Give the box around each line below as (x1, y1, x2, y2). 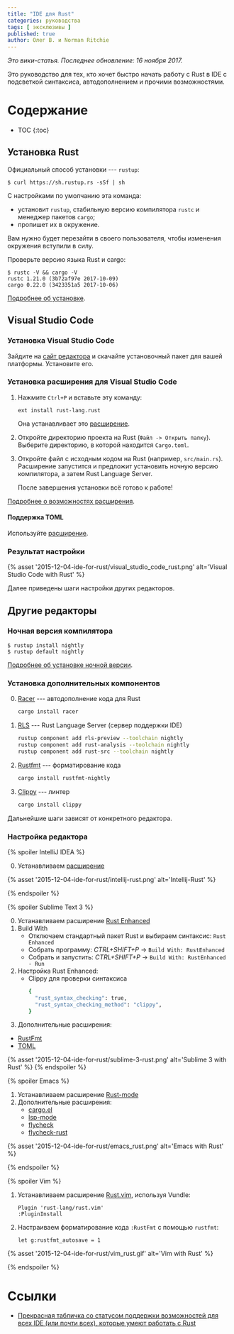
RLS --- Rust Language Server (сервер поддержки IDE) (17, 721, 183, 729)
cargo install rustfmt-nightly (17, 774, 111, 781)
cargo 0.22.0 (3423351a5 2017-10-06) (7, 281, 119, 288)
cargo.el (28, 1106, 53, 1114)
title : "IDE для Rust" (7, 10, 74, 18)
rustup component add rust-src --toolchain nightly (17, 748, 174, 755)
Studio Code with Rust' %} (7, 570, 85, 579)
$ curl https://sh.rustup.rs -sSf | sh (7, 179, 126, 186)
